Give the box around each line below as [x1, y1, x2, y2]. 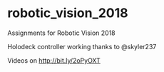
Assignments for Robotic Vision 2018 [7, 29, 116, 37]
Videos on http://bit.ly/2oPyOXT [7, 56, 101, 65]
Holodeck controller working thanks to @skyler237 [7, 42, 157, 51]
